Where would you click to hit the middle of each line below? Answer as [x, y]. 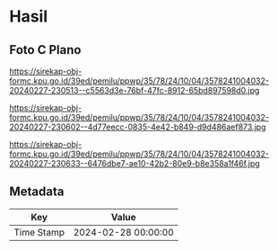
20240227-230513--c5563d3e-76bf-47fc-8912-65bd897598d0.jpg [135, 90]
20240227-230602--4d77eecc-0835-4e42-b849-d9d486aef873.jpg [138, 127]
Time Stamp [39, 232]
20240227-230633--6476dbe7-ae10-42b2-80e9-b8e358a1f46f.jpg [135, 163]
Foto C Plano [45, 50]
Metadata [37, 192]
